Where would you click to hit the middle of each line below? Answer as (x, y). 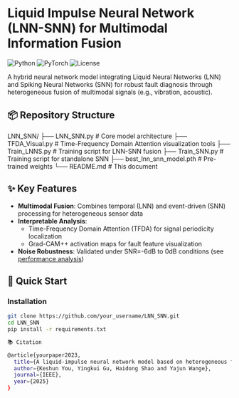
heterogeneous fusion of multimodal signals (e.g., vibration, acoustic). (110, 92)
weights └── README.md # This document (94, 166)
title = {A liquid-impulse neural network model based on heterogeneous (121, 362)
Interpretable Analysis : (52, 221)
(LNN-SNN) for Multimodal (88, 28)
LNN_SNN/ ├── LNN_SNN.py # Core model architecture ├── (97, 136)
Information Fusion (65, 43)
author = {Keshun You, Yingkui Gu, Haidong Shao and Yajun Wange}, (113, 368)
